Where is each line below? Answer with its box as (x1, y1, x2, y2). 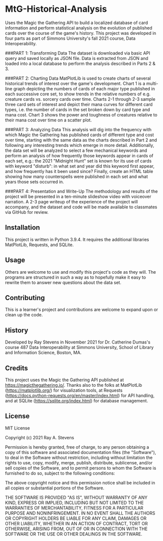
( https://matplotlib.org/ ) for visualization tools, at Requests (5, 387, 123, 393)
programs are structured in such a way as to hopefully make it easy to (5, 274, 146, 280)
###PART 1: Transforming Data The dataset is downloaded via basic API (5, 50, 150, 56)
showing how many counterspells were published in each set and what (5, 173, 148, 179)
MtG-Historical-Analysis (5, 3, 107, 15)
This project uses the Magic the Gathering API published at (5, 377, 124, 383)
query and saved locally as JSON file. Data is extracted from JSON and (5, 55, 148, 61)
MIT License (5, 425, 30, 431)
